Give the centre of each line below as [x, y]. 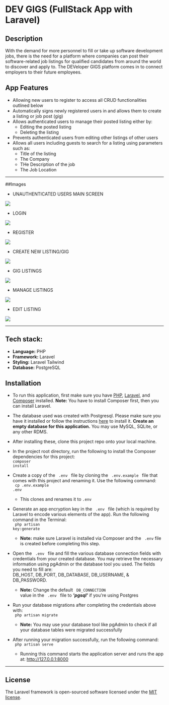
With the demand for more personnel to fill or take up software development [84, 51]
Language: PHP [29, 351]
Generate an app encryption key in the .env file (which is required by [86, 509]
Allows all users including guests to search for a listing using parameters [88, 143]
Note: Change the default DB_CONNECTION [63, 590]
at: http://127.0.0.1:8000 [44, 659]
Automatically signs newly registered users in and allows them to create [87, 111]
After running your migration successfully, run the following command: [86, 640]
